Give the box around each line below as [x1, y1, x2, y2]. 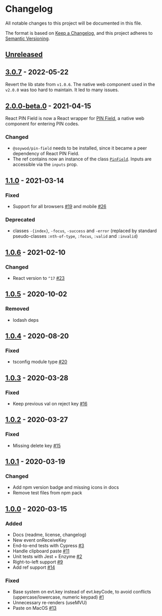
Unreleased [5, 50, 43, 59]
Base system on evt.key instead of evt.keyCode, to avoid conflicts [12, 589, 151, 595]
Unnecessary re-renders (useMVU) [12, 600, 88, 606]
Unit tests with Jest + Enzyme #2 [12, 553, 83, 560]
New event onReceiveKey [12, 537, 67, 543]
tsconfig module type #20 [12, 359, 68, 365]
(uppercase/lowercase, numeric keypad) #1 [12, 594, 104, 600]
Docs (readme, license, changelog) [12, 531, 87, 538]
